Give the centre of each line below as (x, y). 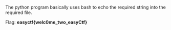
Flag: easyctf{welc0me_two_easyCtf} (46, 22)
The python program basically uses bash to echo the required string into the (86, 7)
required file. (19, 12)
